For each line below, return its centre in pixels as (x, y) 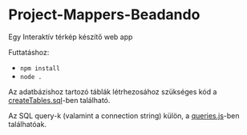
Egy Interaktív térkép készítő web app (71, 37)
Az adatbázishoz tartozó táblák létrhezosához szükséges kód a (113, 91)
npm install (40, 68)
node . (31, 77)
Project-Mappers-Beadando (104, 15)
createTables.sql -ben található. (59, 100)
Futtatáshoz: (29, 52)
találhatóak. (27, 124)
